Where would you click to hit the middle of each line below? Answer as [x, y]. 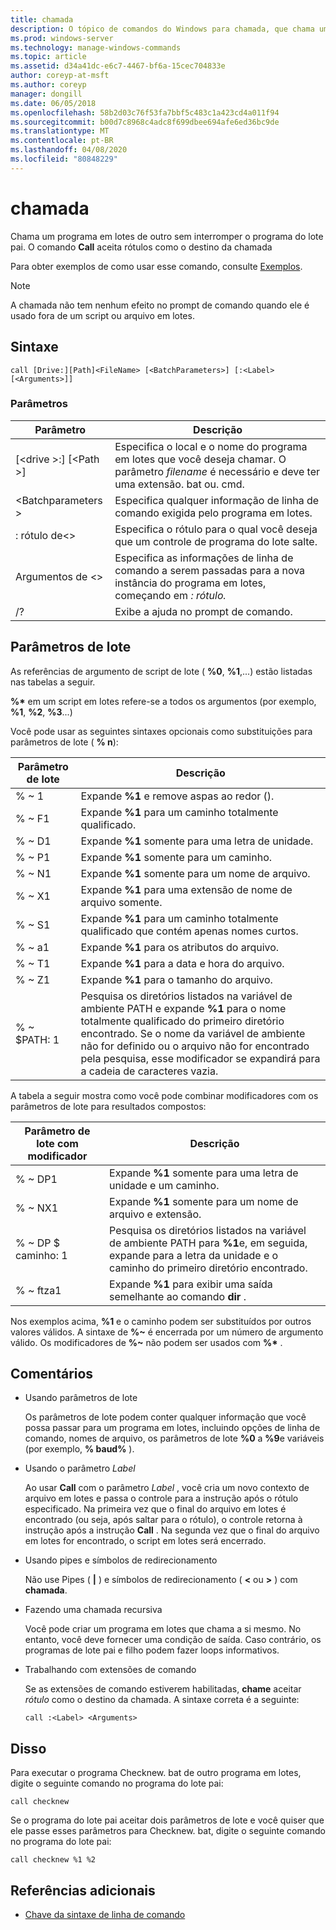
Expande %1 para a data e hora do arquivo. [182, 963]
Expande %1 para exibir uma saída [191, 1284]
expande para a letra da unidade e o [194, 1255]
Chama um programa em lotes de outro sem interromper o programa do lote [167, 236]
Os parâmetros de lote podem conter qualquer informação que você [165, 1417]
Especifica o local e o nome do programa [211, 446]
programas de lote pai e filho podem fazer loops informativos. [152, 1650]
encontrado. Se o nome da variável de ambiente [193, 1033]
